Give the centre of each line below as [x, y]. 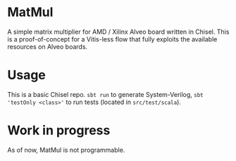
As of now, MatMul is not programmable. [66, 150]
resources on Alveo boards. [48, 46]
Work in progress [59, 130]
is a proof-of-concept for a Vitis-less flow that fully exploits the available [112, 39]
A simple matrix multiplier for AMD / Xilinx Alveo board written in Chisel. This [118, 32]
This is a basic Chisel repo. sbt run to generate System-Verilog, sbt [106, 94]
